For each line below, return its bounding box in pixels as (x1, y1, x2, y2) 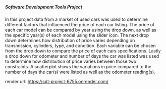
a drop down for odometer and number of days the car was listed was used (5, 53, 160, 59)
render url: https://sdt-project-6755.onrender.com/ (5, 78, 109, 84)
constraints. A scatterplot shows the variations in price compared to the (5, 63, 152, 69)
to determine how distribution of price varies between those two (5, 58, 136, 64)
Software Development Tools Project (5, 4, 83, 10)
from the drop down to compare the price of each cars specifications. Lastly (5, 47, 161, 54)
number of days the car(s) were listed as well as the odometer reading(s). (5, 69, 155, 75)
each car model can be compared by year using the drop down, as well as (5, 27, 157, 33)
